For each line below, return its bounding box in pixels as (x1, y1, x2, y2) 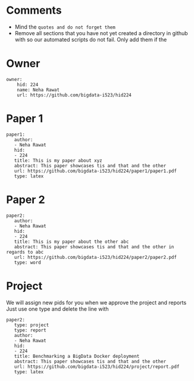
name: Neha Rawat (17, 87, 60, 93)
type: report (14, 327, 46, 333)
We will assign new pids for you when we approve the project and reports (6, 299, 187, 306)
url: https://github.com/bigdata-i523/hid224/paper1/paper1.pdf (14, 168, 177, 174)
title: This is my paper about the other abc (14, 239, 129, 245)
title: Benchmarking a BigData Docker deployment (14, 353, 140, 359)
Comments (6, 4, 62, 17)
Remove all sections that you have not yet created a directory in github (14, 29, 189, 36)
